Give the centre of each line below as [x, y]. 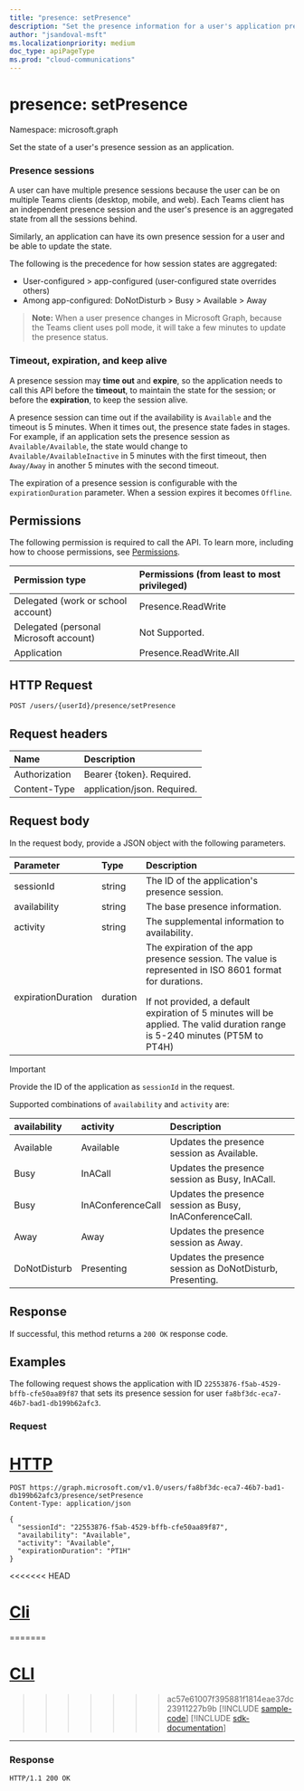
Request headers [59, 734]
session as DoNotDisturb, [224, 1268]
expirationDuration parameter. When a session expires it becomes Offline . [151, 492]
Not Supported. [172, 632]
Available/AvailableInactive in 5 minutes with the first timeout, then [138, 455]
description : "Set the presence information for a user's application [145, 26]
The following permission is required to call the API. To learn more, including [152, 543]
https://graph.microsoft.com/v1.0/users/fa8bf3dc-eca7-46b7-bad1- [157, 1488]
